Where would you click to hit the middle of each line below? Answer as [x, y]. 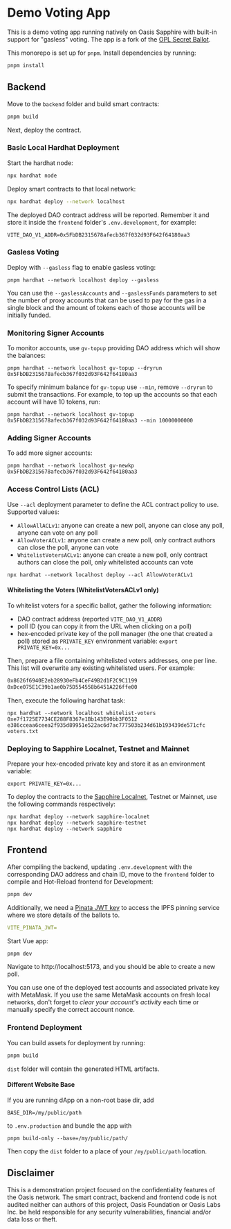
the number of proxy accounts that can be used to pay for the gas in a [107, 300]
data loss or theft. [32, 1219]
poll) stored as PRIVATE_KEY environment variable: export [98, 641]
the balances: [27, 356]
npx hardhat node [32, 175]
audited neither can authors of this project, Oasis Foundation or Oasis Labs [114, 1204]
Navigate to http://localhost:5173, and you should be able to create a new [111, 967]
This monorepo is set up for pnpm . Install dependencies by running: [102, 53]
